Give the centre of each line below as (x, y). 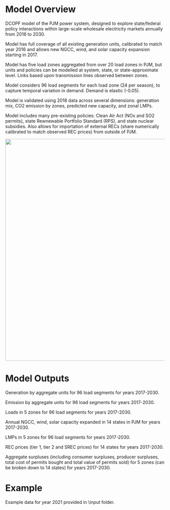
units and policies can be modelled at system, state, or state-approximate (82, 70)
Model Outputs (37, 378)
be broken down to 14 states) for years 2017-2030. (58, 467)
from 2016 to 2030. (25, 34)
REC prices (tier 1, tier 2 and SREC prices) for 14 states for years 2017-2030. (84, 447)
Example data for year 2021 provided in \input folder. (60, 502)
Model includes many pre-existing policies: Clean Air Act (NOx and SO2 (80, 116)
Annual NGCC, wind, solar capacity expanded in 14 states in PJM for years (83, 422)
